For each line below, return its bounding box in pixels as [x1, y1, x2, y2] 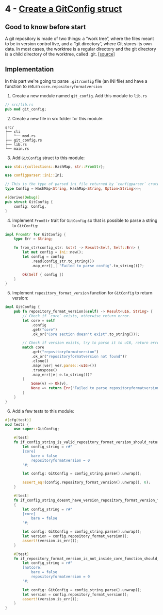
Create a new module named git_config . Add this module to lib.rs [12, 92, 147, 98]
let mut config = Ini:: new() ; [22, 250, 83, 255]
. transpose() [31, 367, 57, 373]
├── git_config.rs [5, 138, 42, 143]
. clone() [31, 359, 49, 363]
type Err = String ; [14, 236, 53, 241]
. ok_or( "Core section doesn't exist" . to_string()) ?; [31, 332, 140, 337]
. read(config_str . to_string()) [31, 259, 95, 264]
